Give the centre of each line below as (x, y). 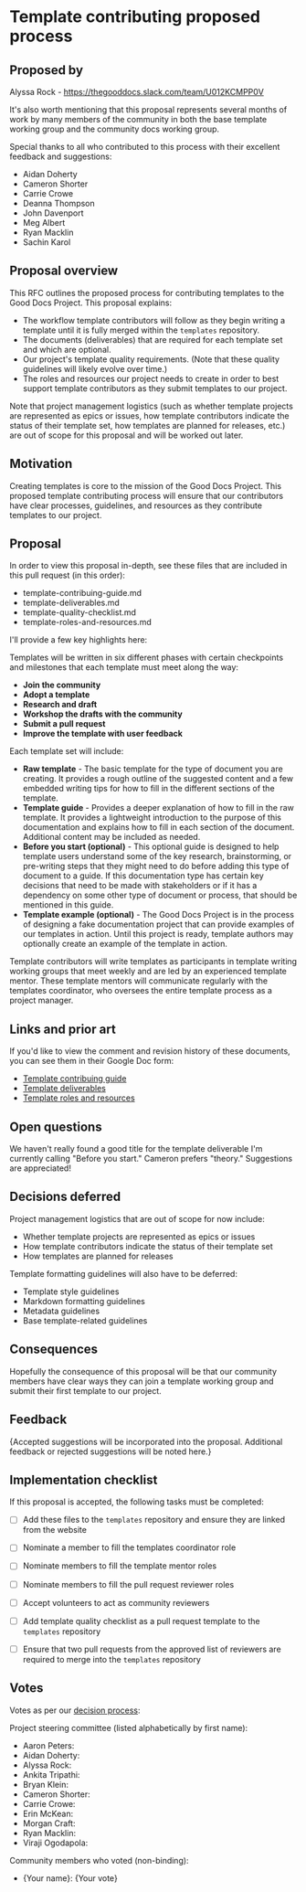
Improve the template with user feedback (102, 734)
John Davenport (53, 213)
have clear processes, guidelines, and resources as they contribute (136, 505)
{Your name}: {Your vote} (70, 1878)
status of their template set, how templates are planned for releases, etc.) (148, 425)
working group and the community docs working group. (115, 129)
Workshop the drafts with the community (102, 714)
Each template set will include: (67, 751)
